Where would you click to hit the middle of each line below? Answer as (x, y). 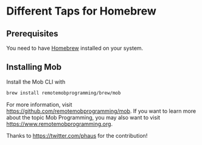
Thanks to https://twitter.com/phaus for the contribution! (77, 135)
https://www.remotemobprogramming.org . (60, 124)
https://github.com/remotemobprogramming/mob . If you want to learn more (101, 111)
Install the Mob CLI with (36, 82)
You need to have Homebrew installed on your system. (75, 48)
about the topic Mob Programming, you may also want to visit (83, 117)
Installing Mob (34, 67)
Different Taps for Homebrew (82, 11)
